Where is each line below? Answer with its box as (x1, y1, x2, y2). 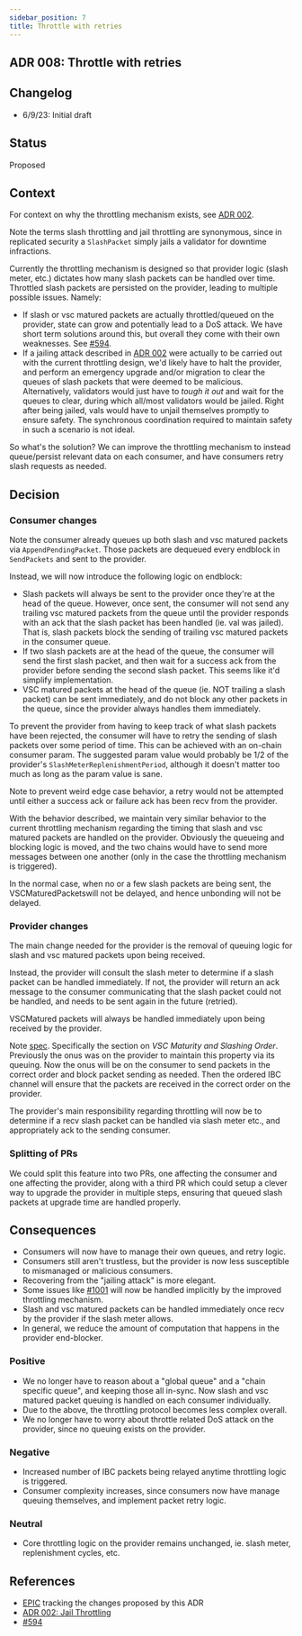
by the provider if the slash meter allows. (22, 1314, 173, 1324)
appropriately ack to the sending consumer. (9, 1125, 171, 1135)
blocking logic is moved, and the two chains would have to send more (9, 842, 268, 853)
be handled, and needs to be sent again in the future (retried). (9, 996, 238, 1007)
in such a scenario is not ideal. (22, 424, 136, 435)
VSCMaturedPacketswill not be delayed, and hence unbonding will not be (9, 888, 281, 899)
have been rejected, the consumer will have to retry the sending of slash (9, 730, 277, 741)
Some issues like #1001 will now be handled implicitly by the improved (22, 1285, 281, 1296)
